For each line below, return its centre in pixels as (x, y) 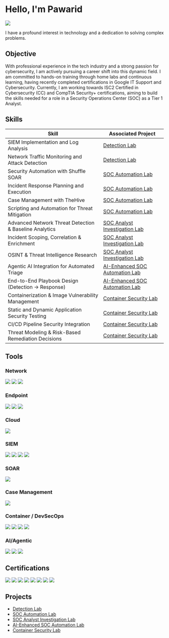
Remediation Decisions (35, 339)
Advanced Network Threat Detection (51, 223)
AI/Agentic (19, 540)
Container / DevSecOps (35, 516)
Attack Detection (28, 163)
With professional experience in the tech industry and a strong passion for (82, 66)
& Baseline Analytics (32, 229)
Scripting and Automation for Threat (50, 208)
